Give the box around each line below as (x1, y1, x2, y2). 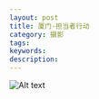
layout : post (9, 13, 59, 22)
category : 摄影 (9, 30, 64, 39)
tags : (9, 38, 30, 48)
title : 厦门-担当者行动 (9, 22, 90, 31)
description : (9, 55, 59, 64)
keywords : (9, 47, 47, 56)
